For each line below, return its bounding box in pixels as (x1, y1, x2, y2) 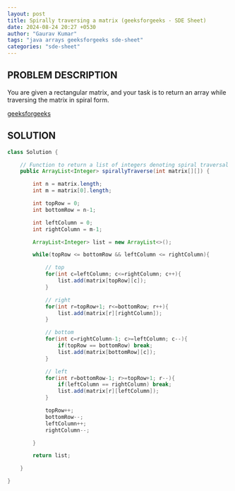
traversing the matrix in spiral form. (7, 95, 109, 104)
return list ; (32, 452, 71, 459)
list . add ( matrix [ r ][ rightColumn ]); (57, 309, 162, 317)
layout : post (7, 10, 46, 18)
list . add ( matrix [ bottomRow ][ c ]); (57, 348, 157, 355)
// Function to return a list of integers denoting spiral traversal (20, 161, 229, 168)
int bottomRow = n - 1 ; (32, 206, 97, 213)
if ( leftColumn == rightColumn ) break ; (57, 381, 172, 389)
